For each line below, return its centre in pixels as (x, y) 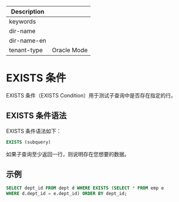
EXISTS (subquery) (28, 142)
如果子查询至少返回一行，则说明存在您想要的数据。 (68, 154)
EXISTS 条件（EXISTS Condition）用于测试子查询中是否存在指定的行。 (91, 95)
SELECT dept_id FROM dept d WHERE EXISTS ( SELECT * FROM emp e (85, 188)
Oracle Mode (70, 50)
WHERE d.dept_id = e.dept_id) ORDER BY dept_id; (67, 194)
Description (28, 11)
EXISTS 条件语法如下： (34, 131)
